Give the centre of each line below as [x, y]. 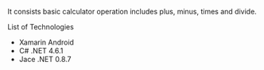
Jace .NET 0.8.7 [45, 59]
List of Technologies [41, 27]
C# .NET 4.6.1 [41, 51]
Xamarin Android [47, 42]
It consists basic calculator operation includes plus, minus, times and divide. [132, 12]
